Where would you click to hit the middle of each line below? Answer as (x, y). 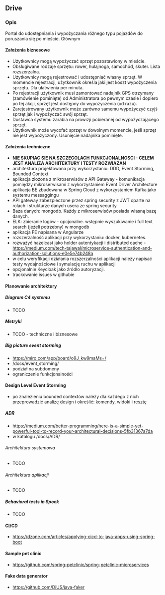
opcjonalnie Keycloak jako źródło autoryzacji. (59, 270)
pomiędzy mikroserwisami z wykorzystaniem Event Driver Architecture (85, 185)
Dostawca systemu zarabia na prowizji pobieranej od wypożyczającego (85, 119)
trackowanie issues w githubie (43, 275)
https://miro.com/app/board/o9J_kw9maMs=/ (59, 358)
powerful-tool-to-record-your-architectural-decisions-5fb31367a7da (82, 431)
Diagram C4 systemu (28, 297)
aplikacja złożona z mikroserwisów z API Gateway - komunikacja (79, 179)
